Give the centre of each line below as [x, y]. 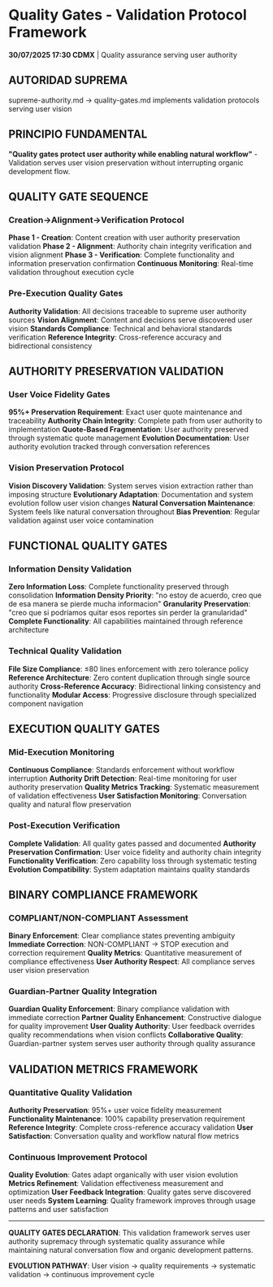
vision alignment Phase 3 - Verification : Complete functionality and [121, 255]
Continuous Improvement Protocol [78, 1158]
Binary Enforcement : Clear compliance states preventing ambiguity [122, 936]
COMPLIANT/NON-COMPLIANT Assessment [98, 917]
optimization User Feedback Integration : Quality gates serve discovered [130, 1192]
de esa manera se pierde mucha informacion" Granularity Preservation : [130, 604]
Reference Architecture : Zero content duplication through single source [129, 677]
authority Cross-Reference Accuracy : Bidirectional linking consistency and [135, 686]
